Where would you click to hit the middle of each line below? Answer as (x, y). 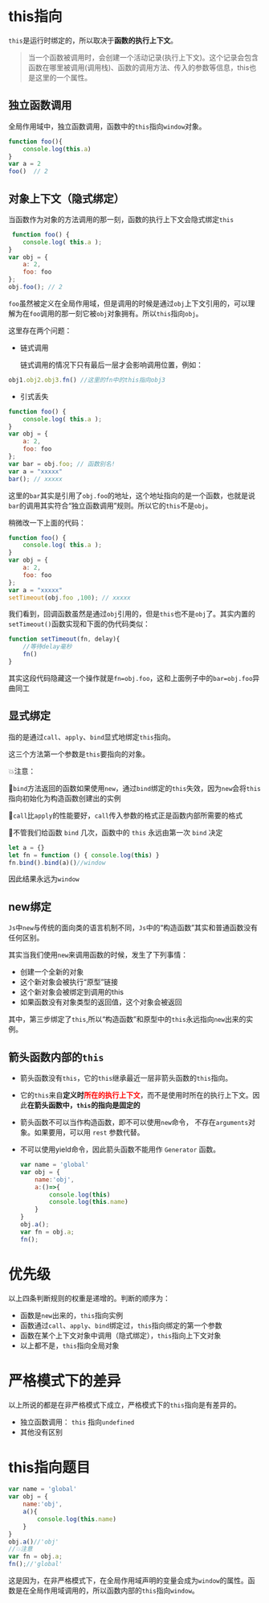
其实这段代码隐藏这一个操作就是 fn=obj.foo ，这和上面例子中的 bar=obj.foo (130, 678)
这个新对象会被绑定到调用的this (72, 992)
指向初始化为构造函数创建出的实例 (65, 798)
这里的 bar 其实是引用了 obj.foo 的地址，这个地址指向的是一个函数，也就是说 (132, 495)
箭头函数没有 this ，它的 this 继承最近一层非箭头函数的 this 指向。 (126, 1078)
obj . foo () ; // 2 (35, 287)
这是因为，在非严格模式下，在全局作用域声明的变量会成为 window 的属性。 (128, 1580)
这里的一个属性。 (63, 77)
